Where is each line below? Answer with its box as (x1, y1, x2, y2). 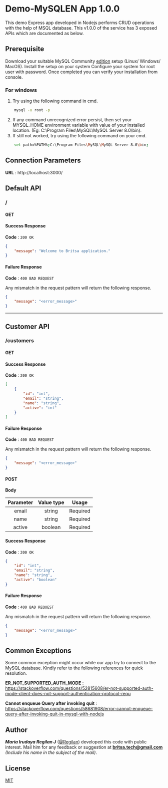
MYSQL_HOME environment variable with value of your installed (12, 122, 145, 128)
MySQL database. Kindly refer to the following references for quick (5, 665, 143, 671)
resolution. (5, 670, 27, 676)
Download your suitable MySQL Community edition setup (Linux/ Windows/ (5, 58, 161, 64)
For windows (5, 86, 37, 93)
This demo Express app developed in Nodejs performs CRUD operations (5, 20, 154, 26)
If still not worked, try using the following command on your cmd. (12, 132, 147, 138)
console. (5, 74, 23, 80)
